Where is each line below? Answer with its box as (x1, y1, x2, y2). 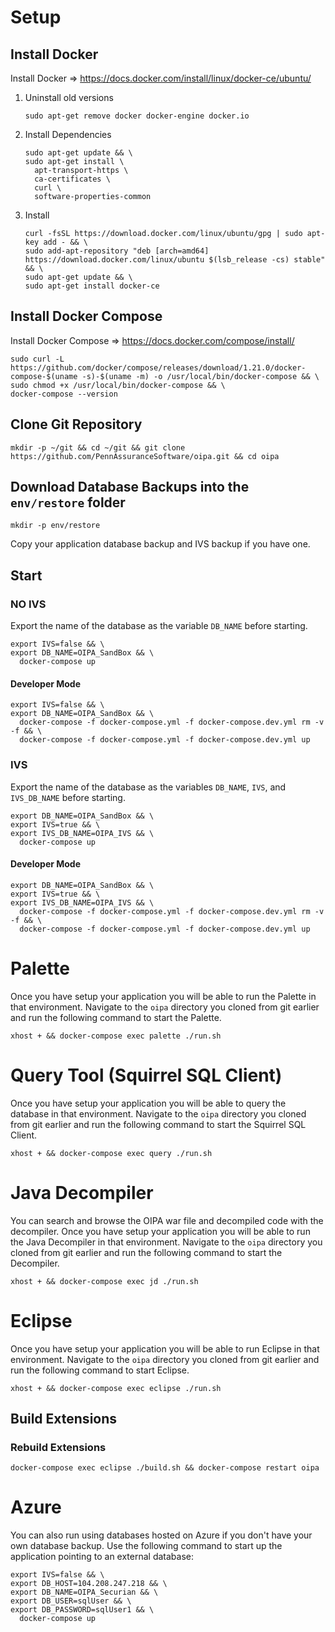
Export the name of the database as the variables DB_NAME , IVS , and (10, 781, 287, 793)
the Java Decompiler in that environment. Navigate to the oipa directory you (10, 1236, 323, 1248)
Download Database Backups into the (10, 479, 250, 496)
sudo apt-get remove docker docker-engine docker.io (24, 111, 250, 121)
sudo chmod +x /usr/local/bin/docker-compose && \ (10, 380, 226, 390)
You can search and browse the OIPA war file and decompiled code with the (10, 1214, 324, 1226)
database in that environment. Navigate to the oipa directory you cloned (10, 1107, 307, 1120)
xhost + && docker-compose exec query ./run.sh (10, 1148, 213, 1158)
